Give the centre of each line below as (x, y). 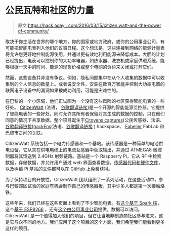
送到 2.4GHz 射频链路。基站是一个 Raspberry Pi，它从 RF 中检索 (94, 156)
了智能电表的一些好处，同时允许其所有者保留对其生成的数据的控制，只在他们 (85, 113)
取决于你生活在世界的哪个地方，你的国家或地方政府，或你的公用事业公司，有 (85, 42)
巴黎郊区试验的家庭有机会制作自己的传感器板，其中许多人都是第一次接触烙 (87, 186)
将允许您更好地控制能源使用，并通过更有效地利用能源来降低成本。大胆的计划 (85, 54)
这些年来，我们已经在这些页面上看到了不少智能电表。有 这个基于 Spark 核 (81, 203)
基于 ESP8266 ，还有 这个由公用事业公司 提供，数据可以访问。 (78, 209)
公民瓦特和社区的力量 (50, 10)
